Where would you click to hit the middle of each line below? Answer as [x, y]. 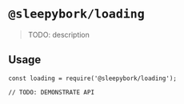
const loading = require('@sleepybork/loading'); [93, 78]
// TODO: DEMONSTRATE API [51, 92]
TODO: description [59, 34]
